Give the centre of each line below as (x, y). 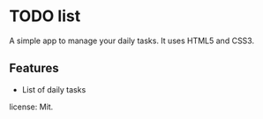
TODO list (45, 16)
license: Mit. (31, 107)
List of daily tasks (54, 89)
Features (34, 68)
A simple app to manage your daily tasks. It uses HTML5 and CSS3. (131, 41)
